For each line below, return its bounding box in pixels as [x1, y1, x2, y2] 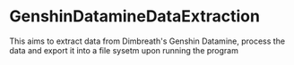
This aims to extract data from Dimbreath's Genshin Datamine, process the [9, 36, 285, 46]
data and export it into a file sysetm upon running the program [9, 45, 239, 55]
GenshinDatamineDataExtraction [9, 6, 260, 27]
